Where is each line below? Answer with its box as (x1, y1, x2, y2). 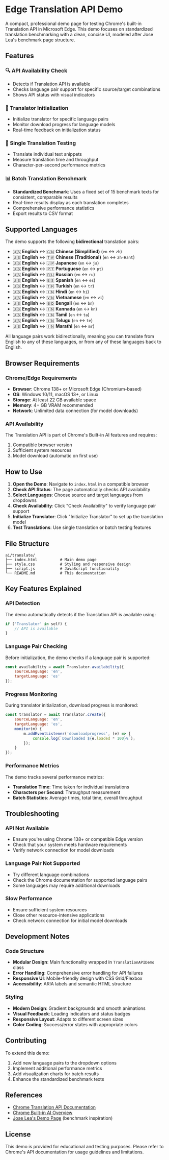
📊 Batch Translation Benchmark (5, 175, 87, 182)
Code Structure (5, 948, 44, 955)
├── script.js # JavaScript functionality (5, 566, 120, 571)
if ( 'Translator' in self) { (5, 621, 67, 626)
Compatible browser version (12, 442, 72, 448)
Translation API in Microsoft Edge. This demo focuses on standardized (5, 26, 153, 32)
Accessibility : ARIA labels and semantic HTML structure (12, 981, 131, 987)
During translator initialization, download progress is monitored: (5, 702, 138, 708)
